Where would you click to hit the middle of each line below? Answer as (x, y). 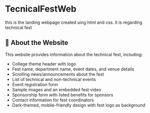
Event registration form (35, 84)
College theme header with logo (44, 64)
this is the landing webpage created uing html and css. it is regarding (74, 22)
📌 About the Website (37, 43)
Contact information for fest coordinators (53, 100)
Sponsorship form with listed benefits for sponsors (63, 95)
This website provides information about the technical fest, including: (74, 54)
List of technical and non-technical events (54, 79)
